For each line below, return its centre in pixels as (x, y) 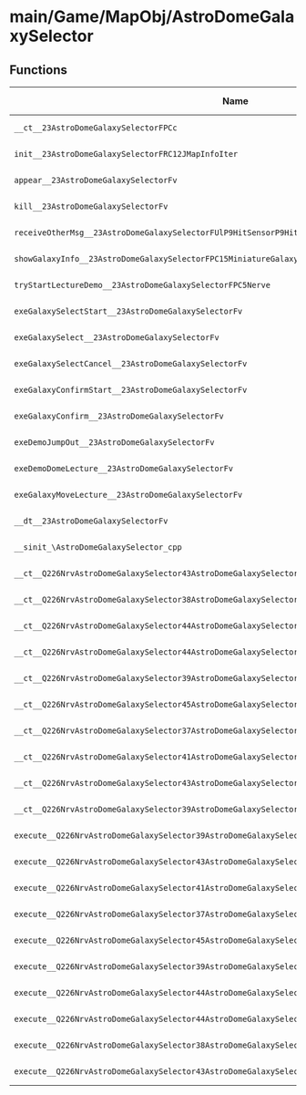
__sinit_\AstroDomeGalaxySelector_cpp (98, 547)
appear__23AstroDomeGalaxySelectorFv (96, 180)
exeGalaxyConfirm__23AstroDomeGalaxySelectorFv (119, 416)
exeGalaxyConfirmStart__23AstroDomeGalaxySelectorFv (131, 390)
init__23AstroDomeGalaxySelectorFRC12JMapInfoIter (126, 154)
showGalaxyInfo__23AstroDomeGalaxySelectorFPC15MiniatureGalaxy (156, 258)
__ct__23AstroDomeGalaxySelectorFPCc (96, 128)
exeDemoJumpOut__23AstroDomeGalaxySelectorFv (114, 443)
